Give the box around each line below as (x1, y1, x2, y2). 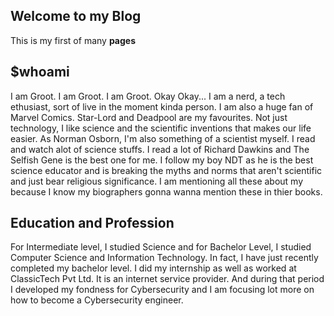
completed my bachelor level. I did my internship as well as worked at (10, 262, 297, 274)
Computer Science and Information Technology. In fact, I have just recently (10, 252, 319, 264)
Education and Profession (10, 215, 175, 232)
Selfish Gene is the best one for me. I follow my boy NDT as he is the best (10, 154, 314, 166)
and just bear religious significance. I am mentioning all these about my (10, 175, 304, 187)
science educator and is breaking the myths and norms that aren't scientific (10, 164, 323, 176)
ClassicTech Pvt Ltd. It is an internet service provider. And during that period (10, 273, 325, 285)
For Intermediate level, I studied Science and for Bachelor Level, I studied (10, 241, 312, 253)
